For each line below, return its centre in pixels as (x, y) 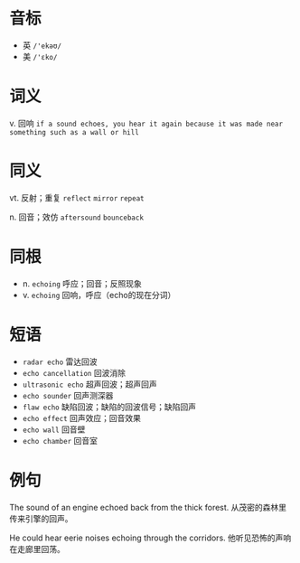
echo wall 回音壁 (54, 429)
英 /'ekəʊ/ (42, 45)
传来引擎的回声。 (41, 518)
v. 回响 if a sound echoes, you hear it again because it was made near (146, 123)
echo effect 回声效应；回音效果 (82, 418)
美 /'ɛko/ (40, 56)
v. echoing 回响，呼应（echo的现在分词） (99, 295)
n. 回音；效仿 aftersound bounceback (77, 217)
